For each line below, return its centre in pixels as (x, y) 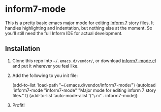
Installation (23, 49)
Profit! (18, 105)
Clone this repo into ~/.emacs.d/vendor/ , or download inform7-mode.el (84, 61)
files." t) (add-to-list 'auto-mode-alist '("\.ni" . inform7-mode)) (75, 95)
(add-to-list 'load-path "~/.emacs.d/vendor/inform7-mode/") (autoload (84, 85)
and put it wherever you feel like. (45, 66)
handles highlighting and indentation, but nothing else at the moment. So (79, 28)
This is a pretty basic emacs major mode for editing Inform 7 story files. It (80, 23)
